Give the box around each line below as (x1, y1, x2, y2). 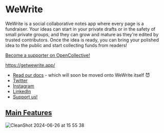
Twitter (12, 77, 28, 83)
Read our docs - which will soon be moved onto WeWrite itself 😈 (12, 72, 150, 78)
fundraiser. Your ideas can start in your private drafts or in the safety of (5, 26, 156, 32)
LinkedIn (12, 88, 31, 94)
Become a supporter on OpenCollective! (5, 52, 91, 58)
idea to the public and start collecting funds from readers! (5, 42, 127, 48)
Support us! (12, 94, 38, 100)
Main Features (5, 108, 52, 117)
